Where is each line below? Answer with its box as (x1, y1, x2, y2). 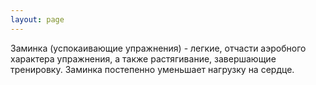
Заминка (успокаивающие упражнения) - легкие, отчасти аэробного (10, 42, 307, 54)
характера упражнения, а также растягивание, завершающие (10, 52, 277, 65)
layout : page (10, 14, 65, 25)
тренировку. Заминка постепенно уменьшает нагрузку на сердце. (10, 63, 295, 75)
